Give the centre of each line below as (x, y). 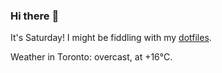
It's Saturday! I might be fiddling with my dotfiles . (111, 38)
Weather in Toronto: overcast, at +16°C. (91, 57)
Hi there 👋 (35, 16)
